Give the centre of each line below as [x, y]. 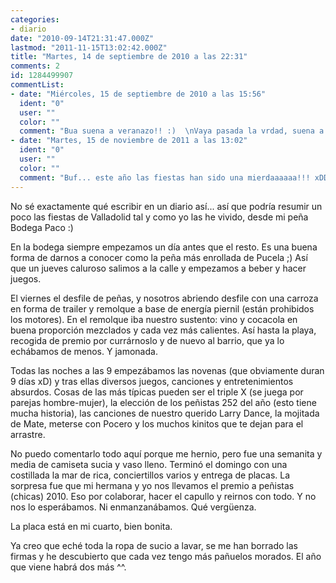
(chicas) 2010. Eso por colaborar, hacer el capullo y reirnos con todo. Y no [163, 496]
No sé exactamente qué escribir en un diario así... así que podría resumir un [166, 206]
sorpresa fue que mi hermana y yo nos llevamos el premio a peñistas [152, 485]
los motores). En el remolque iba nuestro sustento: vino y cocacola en [154, 319]
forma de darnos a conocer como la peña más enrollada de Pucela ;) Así [159, 257]
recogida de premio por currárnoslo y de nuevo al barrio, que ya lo [147, 340]
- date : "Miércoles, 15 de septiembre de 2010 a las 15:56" [138, 94]
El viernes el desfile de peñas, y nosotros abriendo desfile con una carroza [164, 298]
